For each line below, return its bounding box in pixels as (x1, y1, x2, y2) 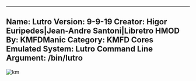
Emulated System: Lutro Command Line (6, 44, 153, 54)
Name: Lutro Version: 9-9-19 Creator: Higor (6, 17, 167, 27)
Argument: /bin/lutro (6, 53, 83, 63)
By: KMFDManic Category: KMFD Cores (6, 35, 153, 45)
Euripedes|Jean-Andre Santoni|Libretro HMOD (6, 26, 180, 36)
